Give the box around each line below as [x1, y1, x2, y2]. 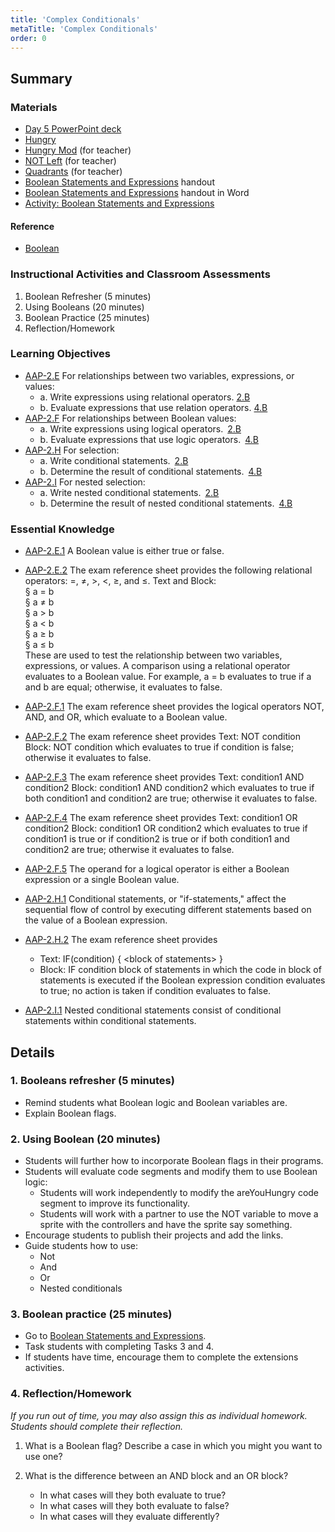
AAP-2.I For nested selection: [24, 476, 146, 488]
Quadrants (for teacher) [24, 166, 123, 178]
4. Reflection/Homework [10, 1387, 132, 1401]
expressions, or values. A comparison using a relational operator [24, 660, 291, 672]
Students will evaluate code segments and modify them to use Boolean [24, 1166, 318, 1178]
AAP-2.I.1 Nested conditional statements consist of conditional [24, 1004, 282, 1016]
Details [10, 1044, 55, 1061]
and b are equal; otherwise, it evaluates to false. [24, 681, 223, 693]
